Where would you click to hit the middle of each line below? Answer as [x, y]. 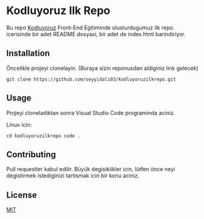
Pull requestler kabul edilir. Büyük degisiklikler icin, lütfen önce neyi [91, 169]
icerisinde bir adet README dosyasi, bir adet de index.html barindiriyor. [96, 34]
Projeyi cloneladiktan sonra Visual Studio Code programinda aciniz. [91, 113]
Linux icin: [19, 124]
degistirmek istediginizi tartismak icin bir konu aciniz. [73, 176]
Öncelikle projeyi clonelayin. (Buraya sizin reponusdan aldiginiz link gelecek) [102, 68]
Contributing [31, 154]
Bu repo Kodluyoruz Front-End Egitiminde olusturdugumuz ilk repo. [91, 28]
